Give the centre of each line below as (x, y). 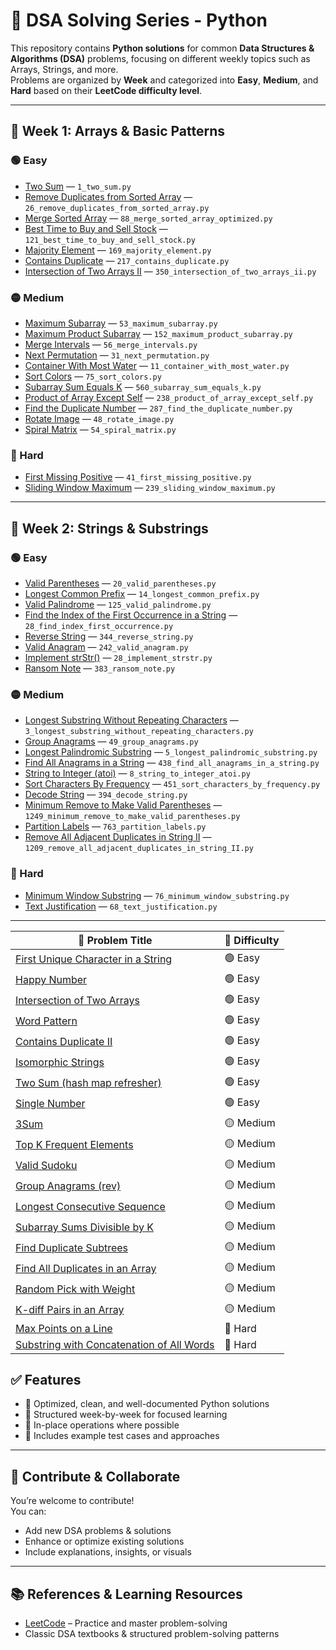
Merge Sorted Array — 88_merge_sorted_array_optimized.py (148, 218)
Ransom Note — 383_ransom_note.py (100, 668)
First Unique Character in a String (94, 959)
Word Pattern (46, 1021)
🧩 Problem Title (115, 940)
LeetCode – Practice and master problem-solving (126, 1623)
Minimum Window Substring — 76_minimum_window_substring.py (157, 895)
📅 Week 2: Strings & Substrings (109, 528)
